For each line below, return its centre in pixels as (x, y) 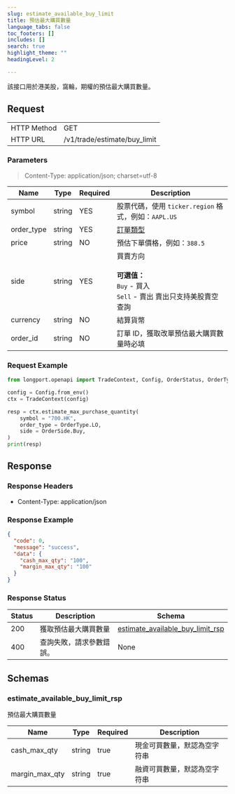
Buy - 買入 (133, 286)
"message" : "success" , (47, 547)
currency (26, 319)
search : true (26, 46)
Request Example (37, 365)
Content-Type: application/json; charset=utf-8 (91, 176)
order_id (24, 338)
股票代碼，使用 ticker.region (165, 206)
